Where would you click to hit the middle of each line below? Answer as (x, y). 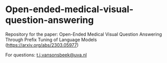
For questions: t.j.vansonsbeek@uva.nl (46, 55)
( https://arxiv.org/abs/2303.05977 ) (42, 45)
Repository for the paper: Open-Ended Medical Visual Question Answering (84, 34)
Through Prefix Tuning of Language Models (51, 40)
